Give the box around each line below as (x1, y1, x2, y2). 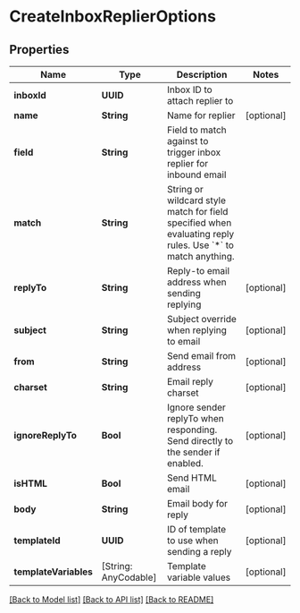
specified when (166, 217, 232, 229)
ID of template (166, 524, 227, 535)
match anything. (166, 251, 235, 262)
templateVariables (13, 566, 94, 578)
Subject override (166, 313, 237, 325)
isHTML (13, 477, 47, 490)
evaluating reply (166, 228, 235, 240)
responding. (166, 423, 218, 436)
